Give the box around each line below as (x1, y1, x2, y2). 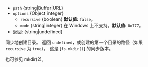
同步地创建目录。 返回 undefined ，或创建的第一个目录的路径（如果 (5, 39, 143, 45)
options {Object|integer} (12, 10, 64, 16)
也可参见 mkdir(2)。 (5, 56, 46, 62)
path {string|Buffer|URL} (12, 5, 64, 11)
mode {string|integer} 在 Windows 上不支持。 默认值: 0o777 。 (20, 23, 144, 28)
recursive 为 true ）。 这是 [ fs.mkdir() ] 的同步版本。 (5, 46, 114, 51)
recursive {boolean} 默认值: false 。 (20, 16, 96, 22)
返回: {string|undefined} (12, 29, 63, 35)
